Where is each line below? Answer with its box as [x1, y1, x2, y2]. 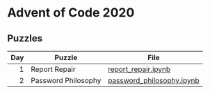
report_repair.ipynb [107, 64, 171, 74]
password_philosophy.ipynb [107, 76, 200, 85]
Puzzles [7, 32, 43, 44]
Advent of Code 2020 [7, 5, 135, 21]
